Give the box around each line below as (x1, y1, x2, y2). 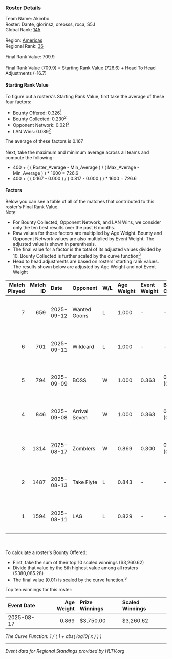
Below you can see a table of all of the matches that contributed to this (5, 199, 155, 205)
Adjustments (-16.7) (5, 70, 47, 76)
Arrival (72, 408, 89, 415)
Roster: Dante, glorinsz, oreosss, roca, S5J (5, 21, 96, 27)
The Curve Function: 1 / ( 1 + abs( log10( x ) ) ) (5, 633, 102, 639)
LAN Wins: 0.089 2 (12, 127, 51, 135)
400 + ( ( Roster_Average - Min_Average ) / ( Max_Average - (12, 164, 140, 171)
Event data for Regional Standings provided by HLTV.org (5, 648, 125, 654)
